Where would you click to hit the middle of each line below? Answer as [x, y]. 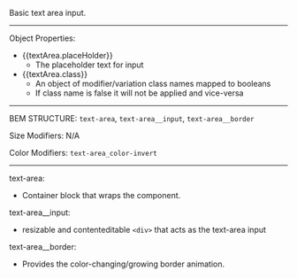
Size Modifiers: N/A [45, 135]
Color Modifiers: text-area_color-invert [83, 153]
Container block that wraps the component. [101, 195]
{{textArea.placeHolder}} [67, 55]
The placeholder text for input [89, 65]
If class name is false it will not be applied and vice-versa [139, 93]
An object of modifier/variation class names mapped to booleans [153, 84]
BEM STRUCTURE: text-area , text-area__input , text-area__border [132, 118]
